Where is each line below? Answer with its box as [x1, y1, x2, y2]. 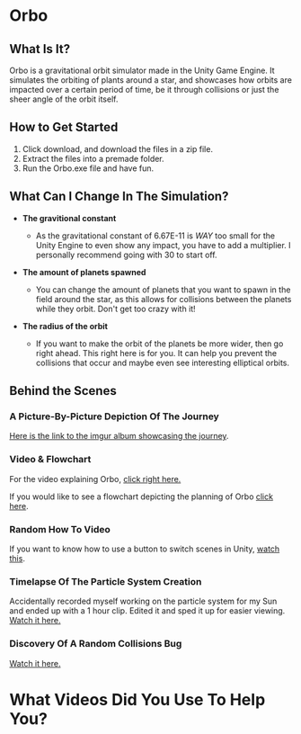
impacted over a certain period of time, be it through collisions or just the [9, 85, 279, 94]
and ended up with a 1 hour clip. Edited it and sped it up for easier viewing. [9, 605, 286, 616]
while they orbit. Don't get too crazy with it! [35, 303, 196, 314]
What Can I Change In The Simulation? [9, 189, 229, 204]
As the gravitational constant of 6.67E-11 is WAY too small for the [35, 230, 276, 241]
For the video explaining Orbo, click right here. [9, 473, 181, 484]
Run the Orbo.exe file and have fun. [22, 163, 155, 174]
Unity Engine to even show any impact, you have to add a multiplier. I [35, 239, 291, 250]
